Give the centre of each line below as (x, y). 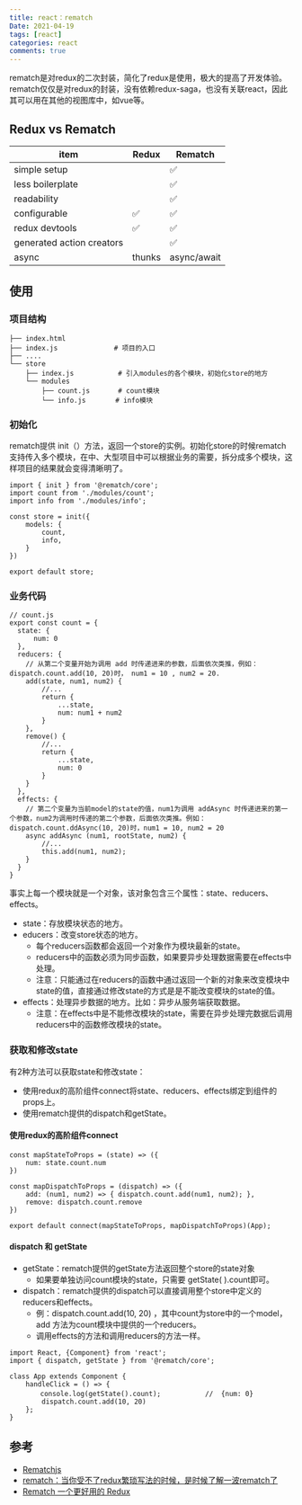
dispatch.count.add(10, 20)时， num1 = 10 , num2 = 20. (115, 674)
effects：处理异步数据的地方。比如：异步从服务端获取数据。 (133, 1002)
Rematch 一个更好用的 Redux (76, 1491)
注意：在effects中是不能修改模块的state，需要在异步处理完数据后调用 (164, 1013)
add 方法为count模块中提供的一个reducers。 (118, 1324)
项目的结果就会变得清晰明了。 (72, 468)
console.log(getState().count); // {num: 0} (147, 1394)
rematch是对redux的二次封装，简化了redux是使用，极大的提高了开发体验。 (148, 78)
